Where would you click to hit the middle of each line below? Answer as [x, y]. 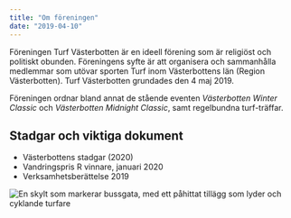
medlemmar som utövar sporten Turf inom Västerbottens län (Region [137, 71]
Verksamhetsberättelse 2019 [75, 177]
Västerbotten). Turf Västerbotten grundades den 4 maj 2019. [122, 80]
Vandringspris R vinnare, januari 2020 [93, 167]
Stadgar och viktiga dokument [96, 136]
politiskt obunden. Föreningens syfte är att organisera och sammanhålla [143, 61]
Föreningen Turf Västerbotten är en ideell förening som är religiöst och [141, 51]
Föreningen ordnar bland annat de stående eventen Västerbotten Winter [144, 98]
